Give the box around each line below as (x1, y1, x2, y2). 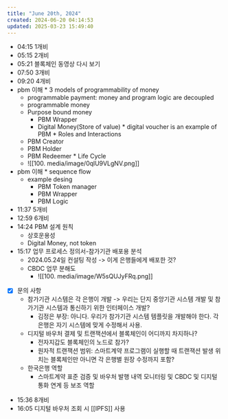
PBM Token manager (37, 183, 98, 191)
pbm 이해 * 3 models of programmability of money (16, 85, 159, 94)
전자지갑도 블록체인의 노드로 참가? (37, 338, 129, 347)
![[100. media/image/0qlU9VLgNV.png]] (27, 159, 139, 167)
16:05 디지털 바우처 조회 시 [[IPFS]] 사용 (16, 405, 126, 413)
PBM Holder (27, 145, 62, 153)
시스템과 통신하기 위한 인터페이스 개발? (45, 304, 150, 312)
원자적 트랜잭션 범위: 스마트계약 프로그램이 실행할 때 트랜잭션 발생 (37, 347, 214, 355)
